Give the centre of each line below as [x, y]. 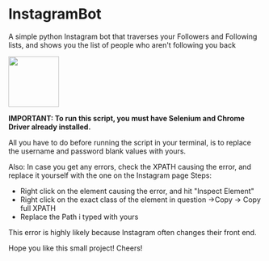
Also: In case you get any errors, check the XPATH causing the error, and [130, 166]
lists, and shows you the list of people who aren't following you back [122, 44]
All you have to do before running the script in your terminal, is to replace [130, 142]
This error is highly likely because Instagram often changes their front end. [132, 232]
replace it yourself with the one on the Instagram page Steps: [110, 175]
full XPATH [38, 208]
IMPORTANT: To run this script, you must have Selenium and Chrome [126, 118]
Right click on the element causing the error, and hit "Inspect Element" [137, 191]
